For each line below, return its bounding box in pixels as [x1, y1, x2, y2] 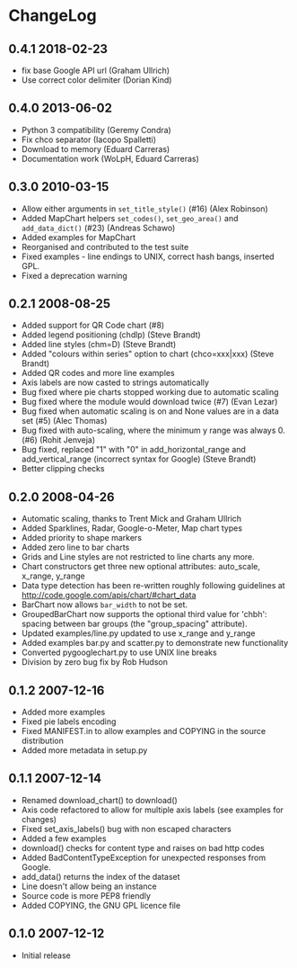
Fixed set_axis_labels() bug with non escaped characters [21, 823, 232, 834]
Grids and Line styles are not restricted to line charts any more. [21, 551, 255, 562]
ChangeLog [8, 5, 97, 26]
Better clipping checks [21, 463, 105, 474]
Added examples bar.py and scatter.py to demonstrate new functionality [21, 638, 289, 649]
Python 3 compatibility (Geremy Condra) [21, 124, 171, 135]
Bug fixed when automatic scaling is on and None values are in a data [21, 406, 279, 417]
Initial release [21, 950, 71, 961]
